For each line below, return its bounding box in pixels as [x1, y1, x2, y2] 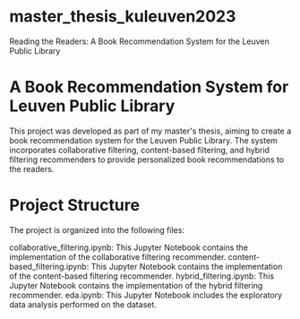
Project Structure [9, 195, 141, 216]
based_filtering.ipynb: [9, 261, 90, 272]
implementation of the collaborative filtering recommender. [9, 251, 227, 262]
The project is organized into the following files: [9, 224, 185, 235]
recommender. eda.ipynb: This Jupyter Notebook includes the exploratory [9, 289, 283, 300]
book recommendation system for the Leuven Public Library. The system [9, 134, 278, 145]
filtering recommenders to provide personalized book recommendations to [9, 154, 285, 165]
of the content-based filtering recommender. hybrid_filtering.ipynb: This [9, 271, 275, 281]
